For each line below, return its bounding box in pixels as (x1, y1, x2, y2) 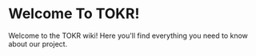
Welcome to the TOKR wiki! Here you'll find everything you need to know (8, 31, 248, 40)
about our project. (8, 39, 68, 48)
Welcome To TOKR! (8, 5, 140, 23)
